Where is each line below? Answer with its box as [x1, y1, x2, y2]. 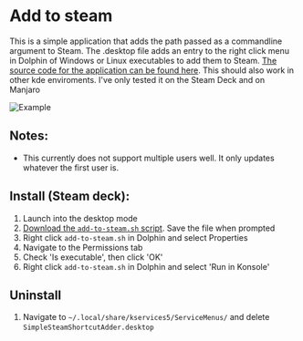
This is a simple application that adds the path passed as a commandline [9, 36, 283, 46]
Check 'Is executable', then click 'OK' [22, 252, 163, 263]
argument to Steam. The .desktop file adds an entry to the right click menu [9, 45, 290, 56]
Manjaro [9, 84, 41, 95]
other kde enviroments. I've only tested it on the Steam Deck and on [9, 74, 266, 85]
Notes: [9, 129, 48, 144]
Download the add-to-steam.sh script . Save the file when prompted [22, 222, 276, 233]
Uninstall [9, 287, 62, 303]
